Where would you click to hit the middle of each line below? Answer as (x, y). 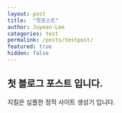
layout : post (27, 14)
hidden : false (28, 54)
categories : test (33, 34)
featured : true (30, 47)
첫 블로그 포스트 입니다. (55, 84)
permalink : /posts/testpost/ (50, 40)
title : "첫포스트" (33, 20)
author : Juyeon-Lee (36, 27)
